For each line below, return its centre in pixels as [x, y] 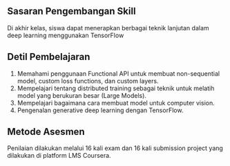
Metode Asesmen [46, 132]
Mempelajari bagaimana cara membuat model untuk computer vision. [116, 103]
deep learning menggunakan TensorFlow [66, 35]
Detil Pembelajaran [49, 57]
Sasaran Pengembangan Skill [71, 11]
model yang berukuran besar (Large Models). [82, 95]
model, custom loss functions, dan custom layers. [88, 81]
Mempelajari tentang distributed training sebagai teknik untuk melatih [116, 88]
